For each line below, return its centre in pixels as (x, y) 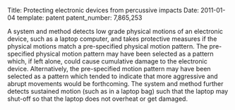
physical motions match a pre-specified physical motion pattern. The (108, 46)
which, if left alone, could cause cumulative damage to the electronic (108, 61)
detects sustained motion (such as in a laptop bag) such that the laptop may (118, 91)
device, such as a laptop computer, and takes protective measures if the (112, 39)
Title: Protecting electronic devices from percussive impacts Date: (103, 10)
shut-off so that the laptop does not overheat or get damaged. (98, 99)
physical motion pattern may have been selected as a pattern (125, 54)
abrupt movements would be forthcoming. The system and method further (115, 84)
